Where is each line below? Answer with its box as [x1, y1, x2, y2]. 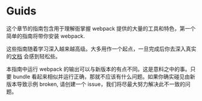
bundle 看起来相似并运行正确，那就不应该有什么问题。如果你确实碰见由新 [13, 73, 196, 80]
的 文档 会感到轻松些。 [6, 52, 61, 60]
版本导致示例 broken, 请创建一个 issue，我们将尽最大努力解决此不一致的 [6, 80, 186, 88]
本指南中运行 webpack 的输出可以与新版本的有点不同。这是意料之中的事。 [6, 65, 191, 73]
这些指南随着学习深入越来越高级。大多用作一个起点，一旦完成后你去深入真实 [6, 45, 197, 52]
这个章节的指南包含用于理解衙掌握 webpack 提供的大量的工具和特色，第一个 [6, 25, 196, 32]
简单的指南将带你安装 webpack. [6, 32, 86, 40]
